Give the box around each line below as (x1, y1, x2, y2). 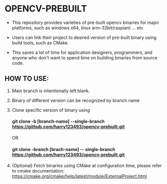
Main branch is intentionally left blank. (11, 88, 90, 94)
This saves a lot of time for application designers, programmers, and (11, 49, 153, 55)
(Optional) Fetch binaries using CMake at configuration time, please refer (11, 163, 162, 169)
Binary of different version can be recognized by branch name (11, 97, 140, 103)
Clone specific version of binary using (11, 107, 90, 113)
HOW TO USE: (4, 74, 49, 83)
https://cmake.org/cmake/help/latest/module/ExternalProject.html (11, 173, 148, 180)
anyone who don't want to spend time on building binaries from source (11, 54, 158, 60)
